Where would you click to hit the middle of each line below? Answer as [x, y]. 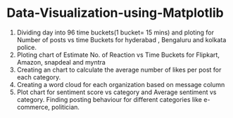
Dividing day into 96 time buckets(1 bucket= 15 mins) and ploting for [115, 32]
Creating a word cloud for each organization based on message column [121, 84]
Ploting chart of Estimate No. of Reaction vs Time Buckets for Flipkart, [118, 55]
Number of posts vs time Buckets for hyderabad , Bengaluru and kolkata [121, 39]
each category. [39, 77]
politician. [66, 107]
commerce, [33, 107]
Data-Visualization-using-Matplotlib [115, 13]
